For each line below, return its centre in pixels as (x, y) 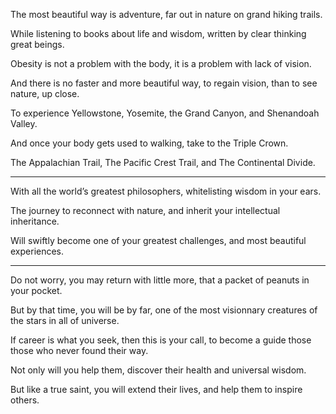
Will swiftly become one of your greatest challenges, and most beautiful (158, 240)
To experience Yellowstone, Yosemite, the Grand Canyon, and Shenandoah (165, 113)
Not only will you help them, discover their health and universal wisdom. (158, 370)
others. (25, 400)
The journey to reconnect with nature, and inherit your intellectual (145, 210)
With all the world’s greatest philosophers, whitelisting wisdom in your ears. (166, 191)
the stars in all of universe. (65, 320)
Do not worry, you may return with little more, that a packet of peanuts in (160, 280)
